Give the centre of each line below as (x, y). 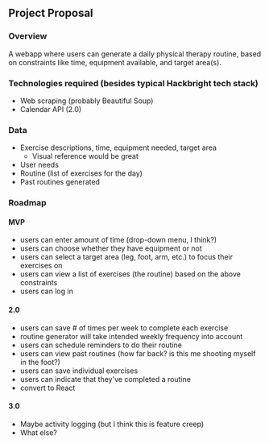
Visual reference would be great (85, 156)
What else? (39, 432)
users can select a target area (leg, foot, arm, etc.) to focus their (126, 257)
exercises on (41, 266)
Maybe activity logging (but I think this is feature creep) (112, 424)
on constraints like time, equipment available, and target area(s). (115, 62)
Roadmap (27, 203)
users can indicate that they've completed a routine (106, 379)
